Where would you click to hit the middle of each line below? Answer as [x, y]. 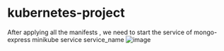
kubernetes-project [66, 13]
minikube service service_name [78, 39]
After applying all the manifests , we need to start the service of [100, 32]
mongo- [206, 32]
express [19, 39]
